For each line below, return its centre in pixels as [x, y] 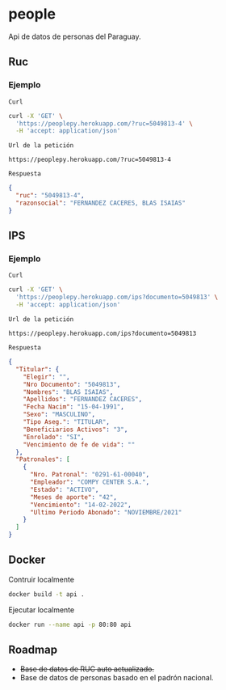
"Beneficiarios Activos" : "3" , [75, 430]
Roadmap [33, 650]
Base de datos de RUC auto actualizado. [87, 669]
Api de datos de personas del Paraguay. [75, 36]
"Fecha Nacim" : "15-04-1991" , [74, 407]
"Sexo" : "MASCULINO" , [59, 415]
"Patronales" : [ [43, 459]
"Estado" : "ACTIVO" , [64, 489]
